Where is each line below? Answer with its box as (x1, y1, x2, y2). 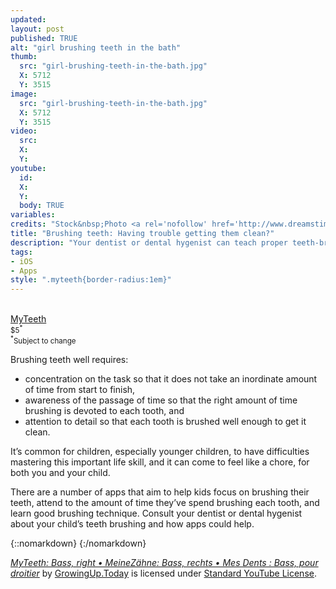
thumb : (10, 52, 38, 62)
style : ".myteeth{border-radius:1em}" (10, 275, 172, 285)
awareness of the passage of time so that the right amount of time (24, 394, 298, 406)
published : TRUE (10, 33, 78, 43)
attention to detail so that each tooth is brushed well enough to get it (24, 415, 307, 427)
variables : (10, 210, 56, 220)
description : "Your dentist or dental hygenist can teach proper (10, 237, 288, 248)
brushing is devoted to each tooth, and (24, 404, 185, 416)
